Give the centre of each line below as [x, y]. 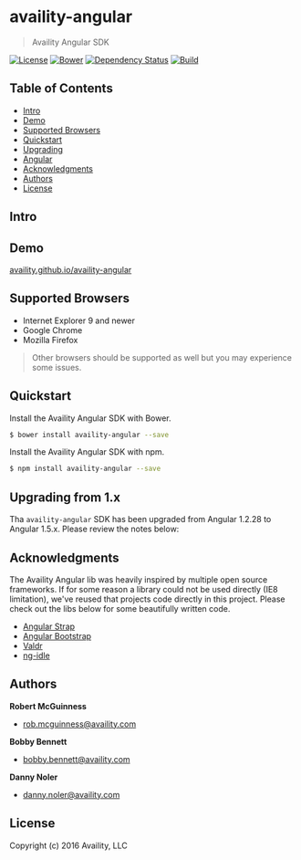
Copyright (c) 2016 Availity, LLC [68, 845]
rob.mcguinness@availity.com [79, 724]
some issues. [57, 367]
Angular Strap [49, 626]
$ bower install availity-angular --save [89, 435]
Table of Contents [62, 89]
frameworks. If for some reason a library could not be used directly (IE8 [144, 589]
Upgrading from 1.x [65, 497]
